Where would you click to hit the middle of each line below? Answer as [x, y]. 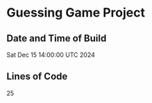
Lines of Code [37, 76]
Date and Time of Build [57, 38]
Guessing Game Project [76, 13]
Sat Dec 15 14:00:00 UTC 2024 [51, 55]
